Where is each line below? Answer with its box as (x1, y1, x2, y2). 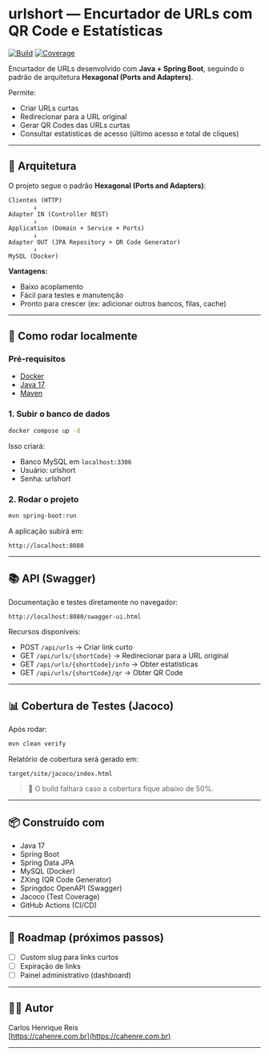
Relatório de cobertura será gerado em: (8, 754, 139, 764)
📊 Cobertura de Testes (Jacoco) (8, 699, 175, 713)
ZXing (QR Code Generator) (19, 875, 112, 885)
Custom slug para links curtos (19, 952, 118, 962)
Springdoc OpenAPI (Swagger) (19, 883, 122, 893)
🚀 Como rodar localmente (8, 330, 138, 343)
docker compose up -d (8, 426, 81, 434)
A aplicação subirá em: (8, 526, 84, 536)
